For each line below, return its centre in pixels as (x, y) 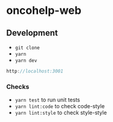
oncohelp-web (44, 11)
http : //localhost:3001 (35, 71)
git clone (27, 48)
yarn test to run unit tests (47, 100)
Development (32, 33)
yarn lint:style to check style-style (61, 113)
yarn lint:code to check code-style (60, 106)
